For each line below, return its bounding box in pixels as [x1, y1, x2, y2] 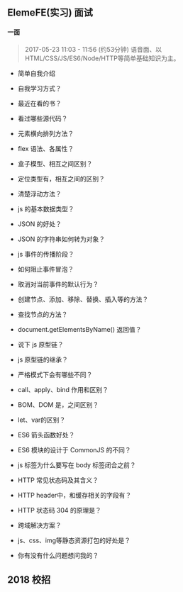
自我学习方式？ [17, 84, 62, 92]
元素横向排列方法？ [17, 129, 74, 138]
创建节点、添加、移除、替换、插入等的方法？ [17, 295, 149, 303]
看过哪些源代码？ [17, 114, 68, 123]
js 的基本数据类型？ [17, 204, 74, 213]
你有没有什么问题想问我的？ [17, 551, 99, 559]
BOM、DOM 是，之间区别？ [17, 400, 99, 409]
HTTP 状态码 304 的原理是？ [17, 506, 101, 514]
